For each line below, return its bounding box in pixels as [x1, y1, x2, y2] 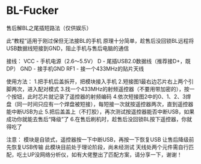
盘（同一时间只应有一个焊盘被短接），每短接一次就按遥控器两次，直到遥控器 [6, 100, 194, 107]
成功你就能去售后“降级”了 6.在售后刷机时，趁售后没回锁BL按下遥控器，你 [6, 115, 187, 122]
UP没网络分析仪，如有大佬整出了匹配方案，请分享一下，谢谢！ [26, 151, 182, 158]
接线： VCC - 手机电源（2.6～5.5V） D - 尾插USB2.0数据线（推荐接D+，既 [6, 57, 191, 65]
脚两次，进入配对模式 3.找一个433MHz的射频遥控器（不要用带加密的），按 [6, 85, 190, 92]
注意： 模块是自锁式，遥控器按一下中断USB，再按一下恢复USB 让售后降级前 [6, 136, 194, 143]
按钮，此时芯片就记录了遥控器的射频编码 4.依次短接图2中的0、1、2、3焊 [11, 93, 191, 100]
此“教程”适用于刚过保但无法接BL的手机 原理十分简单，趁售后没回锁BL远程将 [6, 37, 194, 44]
